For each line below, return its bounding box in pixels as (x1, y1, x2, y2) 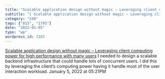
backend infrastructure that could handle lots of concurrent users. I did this (5, 58, 157, 64)
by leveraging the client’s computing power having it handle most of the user (5, 63, 160, 69)
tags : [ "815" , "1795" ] (5, 20, 52, 26)
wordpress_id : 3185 (5, 35, 45, 39)
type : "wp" (5, 30, 27, 35)
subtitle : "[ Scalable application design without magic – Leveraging (5, 12, 153, 17)
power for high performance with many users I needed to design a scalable (5, 53, 157, 59)
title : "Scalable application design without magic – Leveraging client (5, 7, 157, 12)
